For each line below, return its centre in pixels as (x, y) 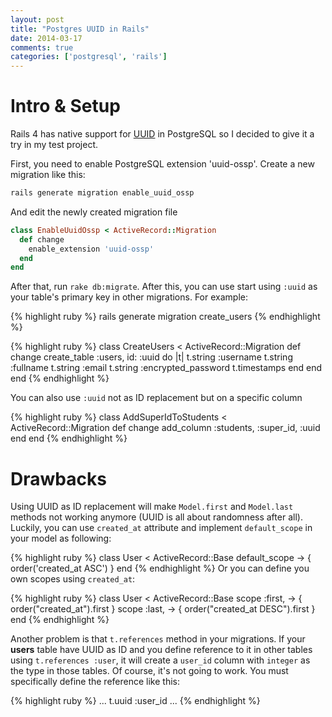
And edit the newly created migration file (94, 212)
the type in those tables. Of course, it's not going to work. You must (149, 671)
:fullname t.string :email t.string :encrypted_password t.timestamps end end (166, 368)
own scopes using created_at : (73, 579)
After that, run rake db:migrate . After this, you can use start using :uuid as (164, 287)
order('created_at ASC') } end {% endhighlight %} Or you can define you (160, 568)
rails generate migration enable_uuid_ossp (102, 193)
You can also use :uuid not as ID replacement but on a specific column (156, 398)
